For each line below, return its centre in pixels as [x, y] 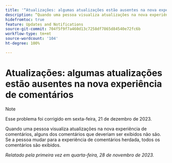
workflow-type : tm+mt [28, 34]
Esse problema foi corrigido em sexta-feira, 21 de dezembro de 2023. [79, 119]
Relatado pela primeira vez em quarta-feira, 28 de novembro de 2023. [80, 155]
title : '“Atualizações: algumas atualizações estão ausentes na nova [81, 10]
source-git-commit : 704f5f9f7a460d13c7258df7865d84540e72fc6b [73, 29]
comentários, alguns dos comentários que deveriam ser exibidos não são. [83, 134]
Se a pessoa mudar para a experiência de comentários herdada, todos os [83, 139]
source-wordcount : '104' [32, 39]
